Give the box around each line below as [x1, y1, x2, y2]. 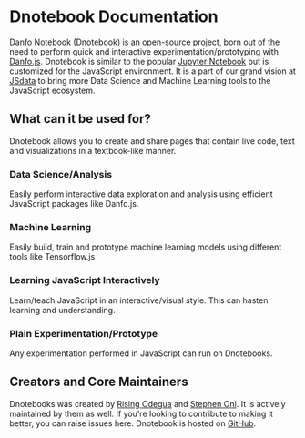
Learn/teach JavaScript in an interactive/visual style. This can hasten [9, 294, 269, 306]
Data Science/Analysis [9, 168, 112, 180]
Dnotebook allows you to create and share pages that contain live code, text [9, 135, 295, 147]
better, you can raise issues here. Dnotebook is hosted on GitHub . [9, 417, 257, 429]
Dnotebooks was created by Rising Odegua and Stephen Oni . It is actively [9, 398, 286, 409]
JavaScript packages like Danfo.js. [9, 199, 139, 209]
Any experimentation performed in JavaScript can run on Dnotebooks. [9, 348, 273, 359]
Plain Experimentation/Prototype [9, 327, 158, 340]
